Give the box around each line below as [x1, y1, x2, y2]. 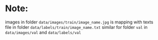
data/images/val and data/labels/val [5, 29, 81, 35]
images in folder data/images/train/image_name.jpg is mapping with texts [5, 19, 154, 25]
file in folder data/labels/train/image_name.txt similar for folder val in [5, 24, 148, 30]
